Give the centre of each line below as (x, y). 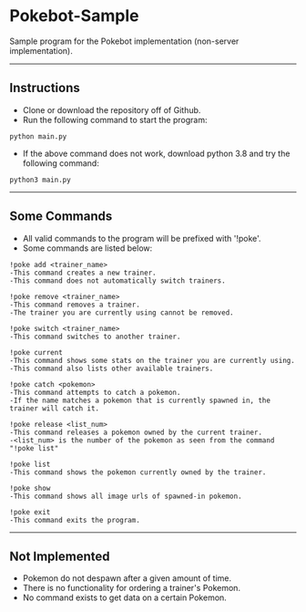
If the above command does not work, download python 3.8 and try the (156, 153)
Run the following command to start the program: (115, 119)
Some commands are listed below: (87, 248)
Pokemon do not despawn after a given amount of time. (127, 578)
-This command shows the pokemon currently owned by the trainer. (138, 472)
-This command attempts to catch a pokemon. (95, 392)
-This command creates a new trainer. (83, 273)
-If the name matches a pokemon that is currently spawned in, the (140, 400)
